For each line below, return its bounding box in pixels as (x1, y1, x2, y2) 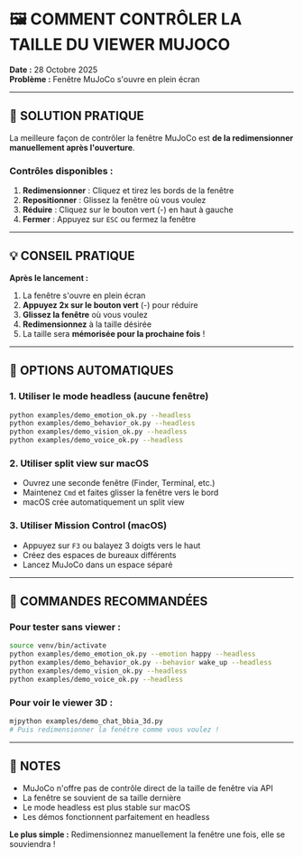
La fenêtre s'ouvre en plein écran (22, 290, 146, 301)
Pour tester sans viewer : (9, 620, 122, 633)
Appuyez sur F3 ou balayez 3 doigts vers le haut (22, 540, 201, 551)
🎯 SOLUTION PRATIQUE (9, 108, 144, 124)
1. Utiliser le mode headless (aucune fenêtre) (9, 390, 209, 403)
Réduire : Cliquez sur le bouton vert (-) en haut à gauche (22, 204, 234, 215)
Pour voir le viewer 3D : (9, 696, 114, 709)
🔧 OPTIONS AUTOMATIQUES (9, 363, 174, 378)
